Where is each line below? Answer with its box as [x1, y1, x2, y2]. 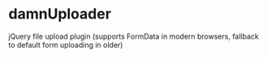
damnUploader [8, 5, 112, 23]
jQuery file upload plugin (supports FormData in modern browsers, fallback [8, 31, 260, 41]
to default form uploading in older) [8, 39, 123, 49]
